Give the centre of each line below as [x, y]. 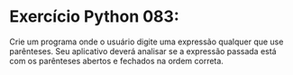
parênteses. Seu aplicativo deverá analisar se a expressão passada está [143, 51]
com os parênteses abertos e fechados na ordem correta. [116, 61]
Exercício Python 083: [95, 17]
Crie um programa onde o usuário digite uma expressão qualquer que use [146, 42]
